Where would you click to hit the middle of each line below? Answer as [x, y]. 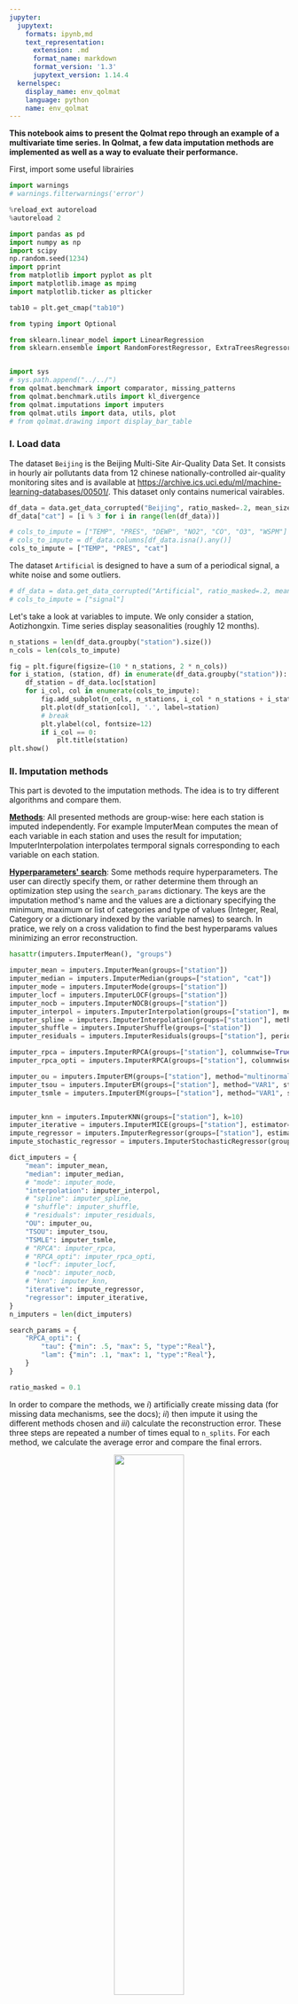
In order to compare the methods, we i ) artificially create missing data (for [144, 1404]
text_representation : [65, 42]
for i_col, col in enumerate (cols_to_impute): [113, 691]
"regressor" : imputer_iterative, [87, 1297]
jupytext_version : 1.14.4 [80, 75]
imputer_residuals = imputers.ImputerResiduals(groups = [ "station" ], [138, 1037]
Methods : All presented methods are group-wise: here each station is [137, 818]
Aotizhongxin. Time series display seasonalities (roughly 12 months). [134, 625]
